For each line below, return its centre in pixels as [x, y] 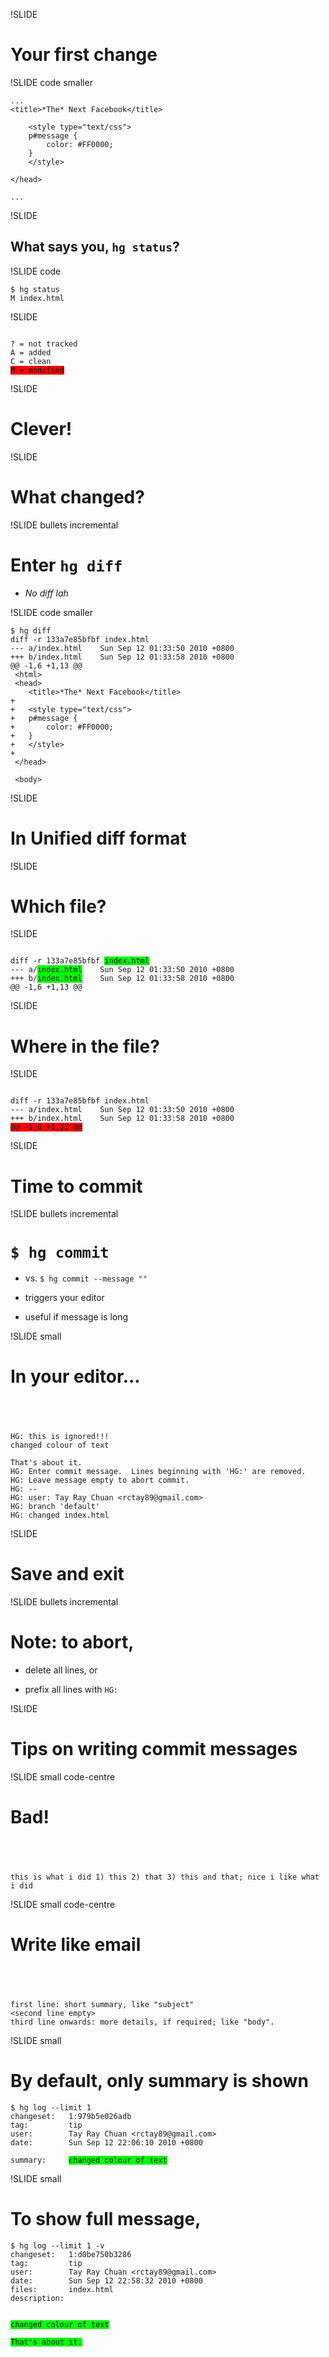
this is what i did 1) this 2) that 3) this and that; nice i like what [165, 1877]
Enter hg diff [66, 565]
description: [37, 2298]
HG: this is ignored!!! [60, 1437]
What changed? [77, 496]
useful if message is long [76, 1317]
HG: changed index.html [60, 1515]
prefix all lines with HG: [71, 1690]
